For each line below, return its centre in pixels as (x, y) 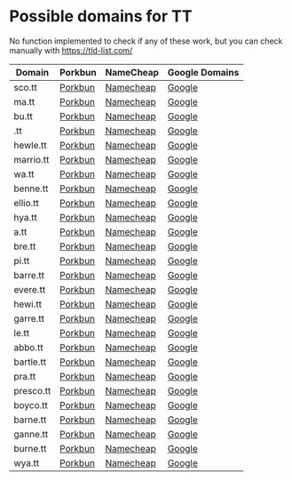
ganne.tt (31, 434)
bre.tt (25, 246)
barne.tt (30, 420)
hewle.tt (30, 145)
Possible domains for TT (101, 16)
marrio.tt (32, 159)
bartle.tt (30, 362)
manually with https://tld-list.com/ (71, 50)
